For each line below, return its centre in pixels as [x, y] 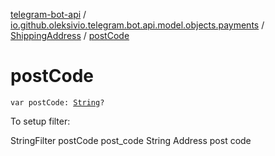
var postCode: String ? [57, 102]
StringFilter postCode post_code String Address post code [131, 140]
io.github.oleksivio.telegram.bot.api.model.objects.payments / [137, 25]
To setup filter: [40, 121]
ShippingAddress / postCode [70, 35]
